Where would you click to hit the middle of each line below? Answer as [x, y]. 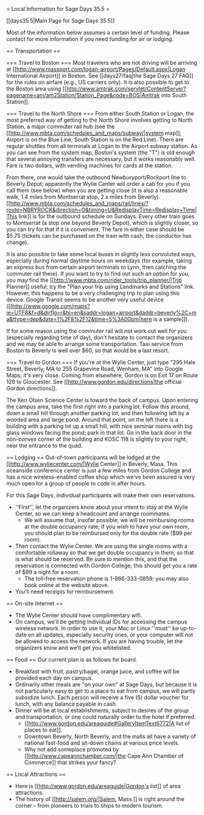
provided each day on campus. [54, 678]
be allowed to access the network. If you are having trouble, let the [99, 641]
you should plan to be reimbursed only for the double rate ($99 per [108, 533]
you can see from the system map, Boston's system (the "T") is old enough [101, 153]
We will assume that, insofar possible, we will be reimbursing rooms [109, 520]
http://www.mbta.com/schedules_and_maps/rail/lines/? [79, 203]
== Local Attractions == [36, 774]
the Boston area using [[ [37, 89]
